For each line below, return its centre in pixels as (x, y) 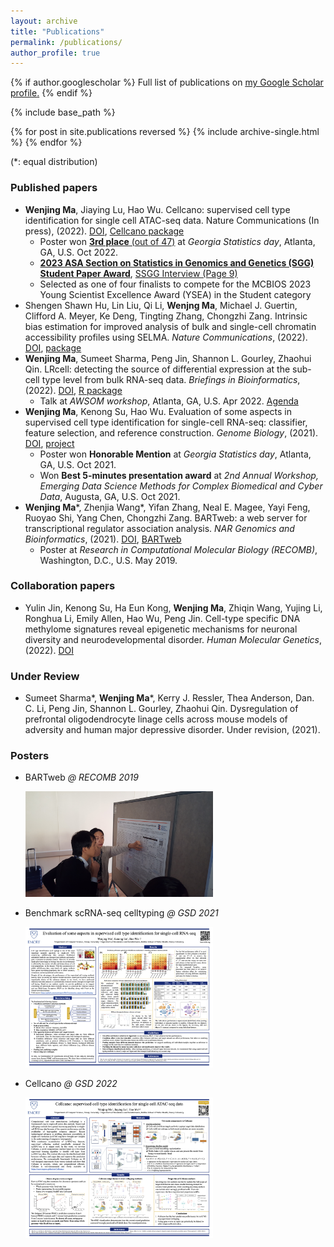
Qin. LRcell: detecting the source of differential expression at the (157, 369)
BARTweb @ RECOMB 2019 (81, 777)
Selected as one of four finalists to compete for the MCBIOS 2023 (175, 284)
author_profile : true (55, 53)
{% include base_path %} (63, 112)
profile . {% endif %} (51, 93)
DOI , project (49, 443)
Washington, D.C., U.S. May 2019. (108, 560)
